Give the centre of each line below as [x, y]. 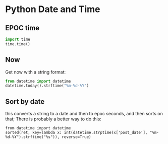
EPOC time [22, 28]
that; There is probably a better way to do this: [53, 119]
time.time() [18, 44]
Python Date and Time [53, 9]
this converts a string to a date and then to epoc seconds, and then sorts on [84, 114]
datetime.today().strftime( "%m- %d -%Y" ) [47, 86]
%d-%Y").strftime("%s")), [32, 137]
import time [18, 39]
